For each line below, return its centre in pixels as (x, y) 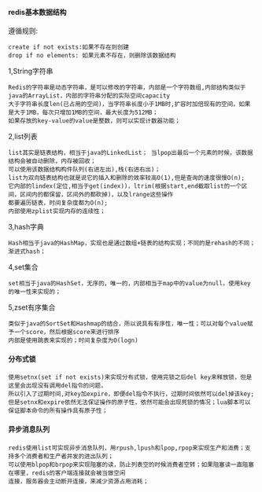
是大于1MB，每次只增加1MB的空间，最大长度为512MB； (83, 113)
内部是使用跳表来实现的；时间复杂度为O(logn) (74, 341)
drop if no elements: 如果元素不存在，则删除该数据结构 (92, 56)
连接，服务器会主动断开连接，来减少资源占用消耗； (79, 481)
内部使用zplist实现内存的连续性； (57, 211)
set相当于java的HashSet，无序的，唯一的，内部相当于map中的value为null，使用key (129, 284)
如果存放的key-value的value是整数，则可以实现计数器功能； (94, 121)
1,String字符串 (31, 72)
